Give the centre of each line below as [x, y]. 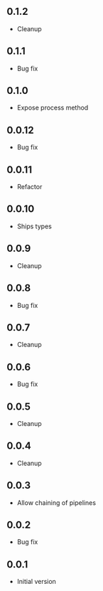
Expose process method [53, 108]
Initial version [36, 582]
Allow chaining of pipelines [56, 502]
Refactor [29, 187]
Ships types [34, 226]
